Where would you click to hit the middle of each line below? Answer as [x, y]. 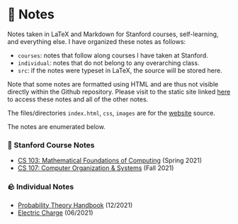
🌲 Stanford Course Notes [51, 145]
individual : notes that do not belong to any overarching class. [108, 62]
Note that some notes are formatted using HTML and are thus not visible [113, 84]
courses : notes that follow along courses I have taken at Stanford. [113, 55]
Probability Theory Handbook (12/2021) [75, 205]
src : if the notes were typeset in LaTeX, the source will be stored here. [120, 70]
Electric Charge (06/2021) [55, 213]
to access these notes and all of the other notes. [78, 99]
